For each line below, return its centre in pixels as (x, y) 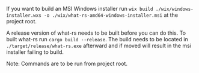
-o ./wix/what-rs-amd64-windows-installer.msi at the (111, 15)
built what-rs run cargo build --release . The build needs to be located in (97, 39)
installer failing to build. (35, 52)
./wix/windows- (174, 9)
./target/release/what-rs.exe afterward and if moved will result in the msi (99, 45)
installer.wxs (24, 16)
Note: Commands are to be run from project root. (67, 63)
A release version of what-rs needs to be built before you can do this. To (96, 33)
